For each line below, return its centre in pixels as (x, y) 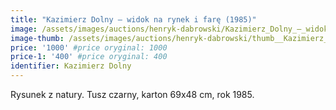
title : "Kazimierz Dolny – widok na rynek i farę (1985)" (133, 19)
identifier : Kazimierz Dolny (71, 66)
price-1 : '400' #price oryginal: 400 (89, 57)
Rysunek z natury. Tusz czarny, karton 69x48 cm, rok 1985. (132, 94)
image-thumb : (37, 38)
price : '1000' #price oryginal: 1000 (89, 47)
